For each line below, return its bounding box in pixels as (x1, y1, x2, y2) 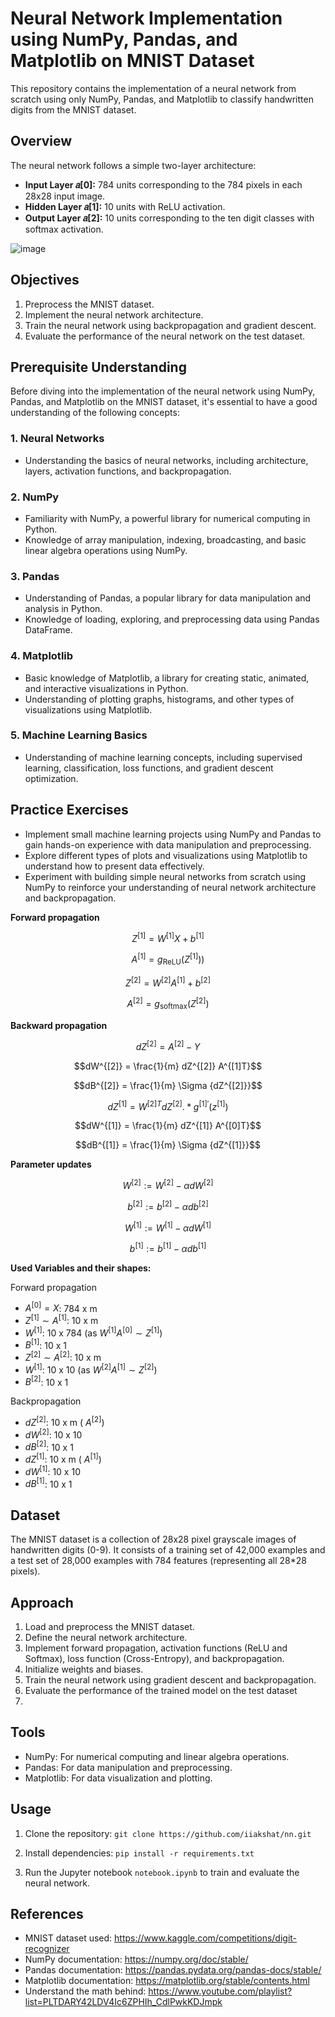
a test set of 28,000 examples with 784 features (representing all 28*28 (10, 1555, 307, 1567)
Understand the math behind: (24, 1985, 147, 1997)
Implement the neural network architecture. (24, 308, 204, 321)
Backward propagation (10, 1019, 108, 1031)
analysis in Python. (24, 603, 103, 615)
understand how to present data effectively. (24, 860, 205, 872)
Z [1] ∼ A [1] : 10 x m (24, 1313, 99, 1327)
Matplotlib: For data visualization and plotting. (24, 1772, 213, 1784)
